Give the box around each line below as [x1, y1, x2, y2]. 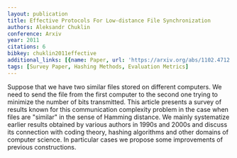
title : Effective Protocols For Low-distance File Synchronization [7, 17, 211, 24]
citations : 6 [7, 43, 46, 50]
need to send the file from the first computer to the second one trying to [7, 90, 219, 98]
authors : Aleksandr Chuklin [7, 23, 91, 30]
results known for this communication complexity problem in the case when [7, 105, 229, 113]
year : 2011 [7, 37, 40, 44]
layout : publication [7, 10, 69, 18]
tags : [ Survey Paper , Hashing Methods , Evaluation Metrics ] [7, 63, 189, 70]
